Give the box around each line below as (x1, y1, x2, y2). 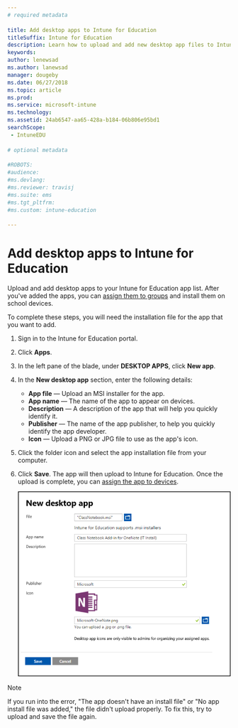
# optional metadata (7, 146, 69, 154)
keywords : (7, 49, 37, 56)
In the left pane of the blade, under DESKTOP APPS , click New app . (17, 362, 216, 370)
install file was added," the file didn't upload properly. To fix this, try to (7, 705, 212, 713)
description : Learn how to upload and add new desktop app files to (7, 41, 214, 49)
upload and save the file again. (7, 712, 97, 721)
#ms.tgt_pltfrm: (7, 199, 55, 206)
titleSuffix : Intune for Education (7, 34, 113, 41)
